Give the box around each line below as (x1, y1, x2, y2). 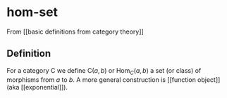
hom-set (6, 4, 58, 20)
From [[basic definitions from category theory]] (6, 27, 144, 36)
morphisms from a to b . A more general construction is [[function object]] (6, 75, 221, 84)
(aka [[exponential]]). (6, 83, 68, 91)
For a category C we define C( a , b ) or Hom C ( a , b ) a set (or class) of (6, 66, 202, 76)
